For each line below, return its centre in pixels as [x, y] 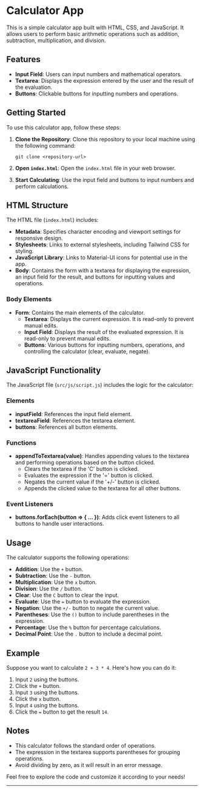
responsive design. [39, 238]
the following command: [45, 145]
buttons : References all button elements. [66, 427]
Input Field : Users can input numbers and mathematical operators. [98, 74]
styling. [24, 251]
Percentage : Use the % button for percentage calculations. [88, 628]
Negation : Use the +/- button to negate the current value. [87, 608]
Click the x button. [38, 699]
